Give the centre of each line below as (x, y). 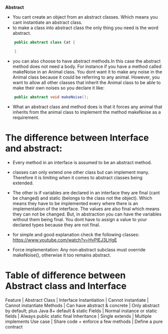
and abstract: (34, 148)
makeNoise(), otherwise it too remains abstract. (62, 255)
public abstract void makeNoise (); (52, 97)
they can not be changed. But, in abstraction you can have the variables (87, 214)
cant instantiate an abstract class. (47, 22)
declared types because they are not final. (56, 225)
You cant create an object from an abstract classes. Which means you (85, 17)
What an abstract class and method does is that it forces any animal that (87, 107)
